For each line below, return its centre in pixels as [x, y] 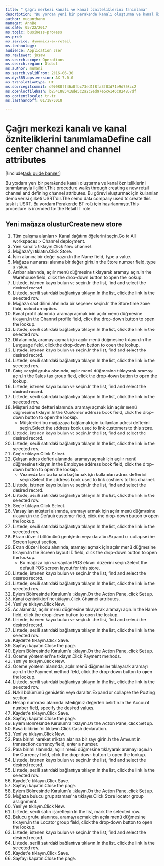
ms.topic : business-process [34, 32]
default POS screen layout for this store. [60, 568]
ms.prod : [14, 37]
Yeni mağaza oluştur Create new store [64, 224]
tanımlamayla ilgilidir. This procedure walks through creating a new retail [77, 188]
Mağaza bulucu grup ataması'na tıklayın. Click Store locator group [78, 796]
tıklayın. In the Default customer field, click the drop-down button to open [85, 516]
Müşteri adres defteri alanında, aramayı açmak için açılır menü [75, 407]
